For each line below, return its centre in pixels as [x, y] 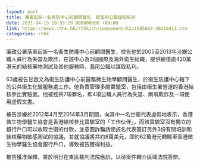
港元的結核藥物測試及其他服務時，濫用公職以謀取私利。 [74, 67]
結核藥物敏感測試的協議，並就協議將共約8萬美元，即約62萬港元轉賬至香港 [97, 137]
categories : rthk [28, 34]
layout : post [22, 12]
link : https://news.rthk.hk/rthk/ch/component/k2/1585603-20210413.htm [97, 28]
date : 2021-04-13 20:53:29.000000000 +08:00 [62, 23]
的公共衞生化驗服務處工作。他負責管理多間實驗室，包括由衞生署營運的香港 [97, 87]
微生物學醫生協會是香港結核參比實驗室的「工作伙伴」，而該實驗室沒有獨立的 [99, 122]
